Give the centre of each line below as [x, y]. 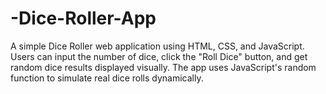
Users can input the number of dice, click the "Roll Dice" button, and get [159, 56]
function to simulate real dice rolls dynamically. [107, 78]
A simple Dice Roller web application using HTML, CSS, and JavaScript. [157, 46]
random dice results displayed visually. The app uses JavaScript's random [163, 67]
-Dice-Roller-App [83, 18]
